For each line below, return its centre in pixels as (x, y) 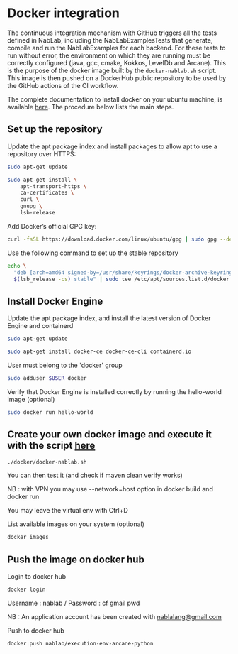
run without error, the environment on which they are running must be (109, 55)
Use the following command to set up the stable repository (93, 253)
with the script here (51, 446)
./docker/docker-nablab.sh (47, 462)
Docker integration (64, 13)
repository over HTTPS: (42, 153)
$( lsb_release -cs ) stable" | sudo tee (73, 279)
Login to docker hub (37, 577)
